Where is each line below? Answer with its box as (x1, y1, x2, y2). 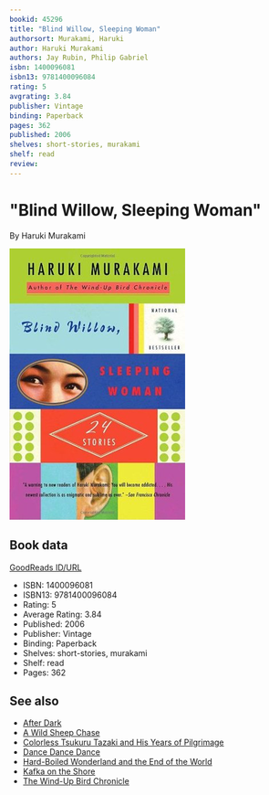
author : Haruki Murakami (9, 44, 104, 53)
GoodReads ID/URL (9, 562, 82, 573)
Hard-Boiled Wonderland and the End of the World (22, 757, 212, 768)
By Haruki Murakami (9, 229, 87, 241)
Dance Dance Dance (22, 747, 100, 758)
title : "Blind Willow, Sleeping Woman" (9, 24, 161, 34)
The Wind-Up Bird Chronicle (22, 776, 129, 787)
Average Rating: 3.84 (22, 609, 102, 620)
